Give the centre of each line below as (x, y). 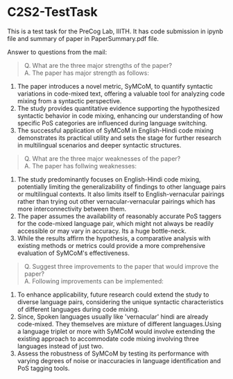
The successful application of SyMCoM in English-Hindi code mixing (115, 130)
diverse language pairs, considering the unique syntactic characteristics (120, 301)
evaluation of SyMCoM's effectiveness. (74, 253)
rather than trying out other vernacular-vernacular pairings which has (116, 201)
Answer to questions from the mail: (57, 52)
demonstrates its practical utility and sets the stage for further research (119, 138)
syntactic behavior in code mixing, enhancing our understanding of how (120, 116)
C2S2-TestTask (53, 12)
